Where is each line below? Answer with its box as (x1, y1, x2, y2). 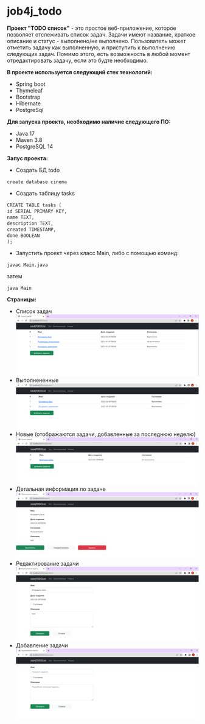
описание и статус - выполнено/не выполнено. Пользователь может (7, 37, 186, 44)
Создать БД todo (15, 166, 60, 174)
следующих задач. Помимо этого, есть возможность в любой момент (7, 50, 190, 57)
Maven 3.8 (15, 136, 43, 144)
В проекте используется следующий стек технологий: (7, 68, 153, 76)
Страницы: (7, 295, 37, 303)
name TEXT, (7, 214, 35, 220)
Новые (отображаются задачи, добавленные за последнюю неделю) (15, 431, 196, 438)
